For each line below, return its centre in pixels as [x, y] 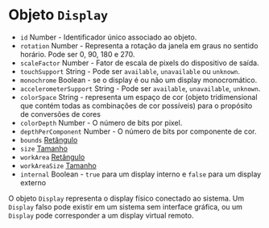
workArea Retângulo [52, 157]
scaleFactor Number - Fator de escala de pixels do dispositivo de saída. [139, 63]
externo [33, 182]
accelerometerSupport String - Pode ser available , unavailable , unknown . [140, 88]
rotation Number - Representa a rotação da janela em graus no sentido [139, 45]
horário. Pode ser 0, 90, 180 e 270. [77, 54]
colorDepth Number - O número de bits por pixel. [101, 122]
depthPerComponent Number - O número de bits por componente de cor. [138, 131]
